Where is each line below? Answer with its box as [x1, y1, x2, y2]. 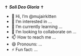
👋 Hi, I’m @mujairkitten [11, 14, 57, 19]
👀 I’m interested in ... [11, 19, 52, 24]
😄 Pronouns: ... [11, 41, 43, 47]
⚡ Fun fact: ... [11, 47, 38, 52]
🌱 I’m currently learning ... [11, 24, 63, 29]
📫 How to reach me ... [11, 34, 56, 40]
